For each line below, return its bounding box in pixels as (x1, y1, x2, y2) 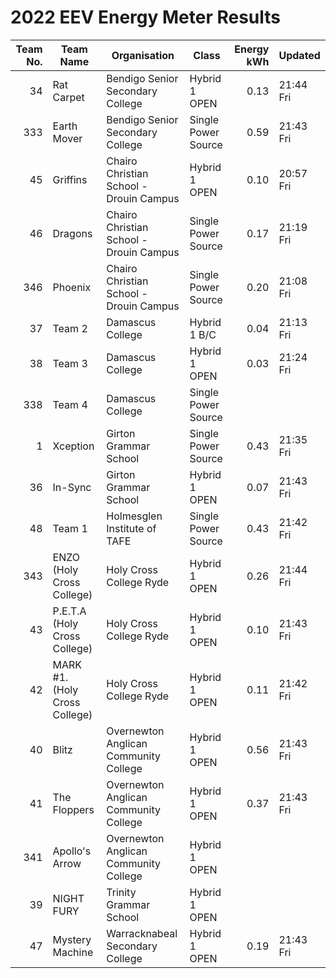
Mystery (52, 932, 92, 946)
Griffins (52, 172, 88, 186)
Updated (278, 48, 321, 62)
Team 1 (52, 521, 88, 535)
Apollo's (52, 844, 92, 858)
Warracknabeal (106, 926, 178, 940)
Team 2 (52, 321, 88, 335)
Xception (52, 439, 95, 453)
